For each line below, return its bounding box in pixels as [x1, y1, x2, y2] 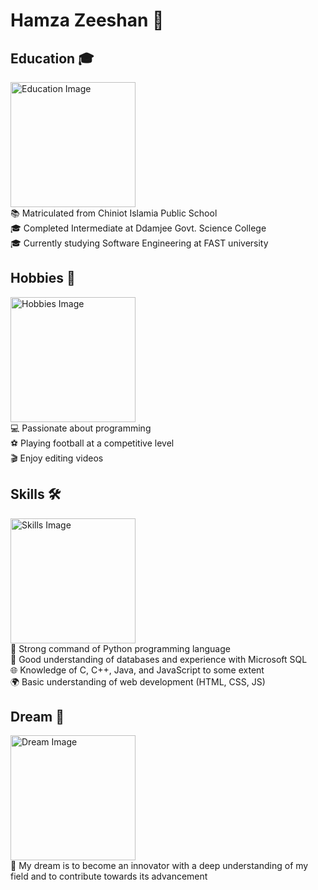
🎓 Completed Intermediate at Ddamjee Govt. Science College [10, 222, 267, 234]
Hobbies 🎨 [10, 270, 76, 287]
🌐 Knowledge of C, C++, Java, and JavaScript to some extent [10, 664, 265, 676]
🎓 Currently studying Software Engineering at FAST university [10, 237, 269, 249]
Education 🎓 [10, 50, 95, 67]
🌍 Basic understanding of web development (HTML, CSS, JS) [10, 675, 266, 688]
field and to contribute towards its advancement [10, 870, 208, 883]
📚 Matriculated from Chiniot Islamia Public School [10, 207, 218, 219]
